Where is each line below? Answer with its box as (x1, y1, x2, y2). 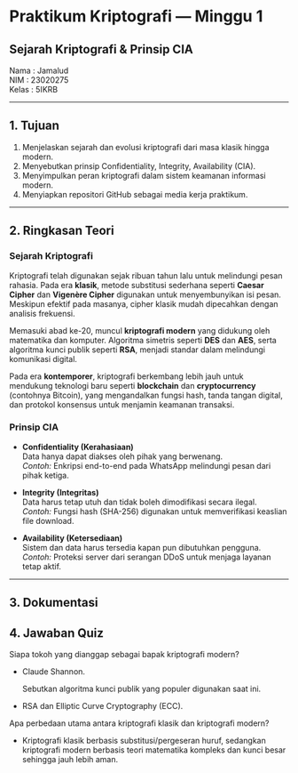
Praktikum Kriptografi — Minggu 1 (9, 6, 263, 27)
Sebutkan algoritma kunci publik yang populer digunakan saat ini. (21, 683, 262, 694)
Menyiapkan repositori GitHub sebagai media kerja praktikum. (21, 189, 248, 199)
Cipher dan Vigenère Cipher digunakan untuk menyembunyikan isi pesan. (9, 289, 282, 300)
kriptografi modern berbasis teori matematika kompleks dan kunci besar (21, 745, 286, 755)
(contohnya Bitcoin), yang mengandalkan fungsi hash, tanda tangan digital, (9, 390, 284, 400)
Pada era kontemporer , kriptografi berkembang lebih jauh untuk (9, 371, 244, 382)
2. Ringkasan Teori (9, 223, 114, 238)
